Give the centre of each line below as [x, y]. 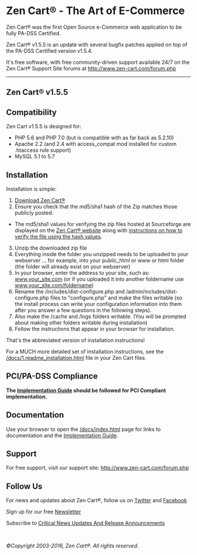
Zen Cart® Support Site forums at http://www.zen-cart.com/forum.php [91, 68]
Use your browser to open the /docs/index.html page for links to [84, 429]
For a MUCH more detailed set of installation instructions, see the [85, 351]
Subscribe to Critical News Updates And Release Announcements [86, 523]
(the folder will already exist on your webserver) [72, 266]
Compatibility [31, 112]
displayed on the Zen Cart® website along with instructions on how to [98, 230]
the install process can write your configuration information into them [98, 304]
